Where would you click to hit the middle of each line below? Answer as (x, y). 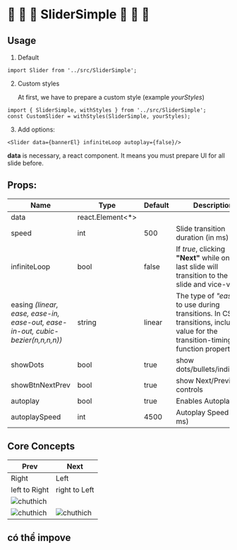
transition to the (202, 275)
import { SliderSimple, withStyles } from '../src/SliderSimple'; (107, 110)
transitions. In (198, 313)
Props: (22, 186)
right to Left (75, 489)
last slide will (197, 267)
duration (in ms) (202, 238)
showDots (28, 365)
